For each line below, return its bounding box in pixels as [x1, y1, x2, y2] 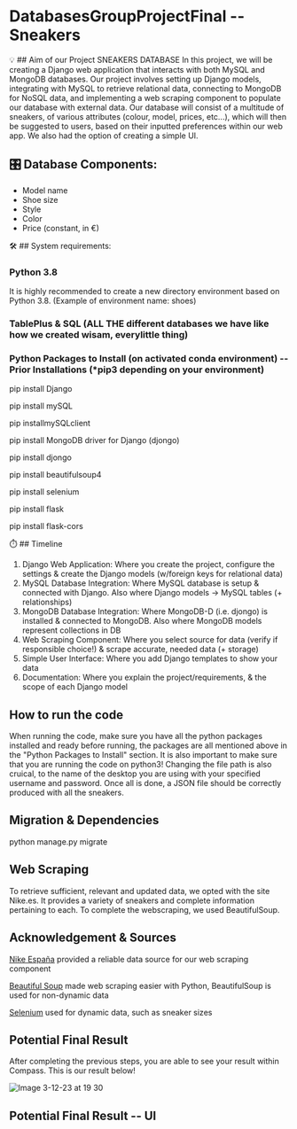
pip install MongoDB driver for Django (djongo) [9, 435, 180, 446]
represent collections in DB [21, 625, 121, 635]
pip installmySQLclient [9, 418, 91, 429]
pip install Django [9, 384, 73, 394]
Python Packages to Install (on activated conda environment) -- [9, 352, 289, 364]
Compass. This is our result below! [9, 1065, 136, 1076]
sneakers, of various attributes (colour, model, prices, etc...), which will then [9, 111, 286, 121]
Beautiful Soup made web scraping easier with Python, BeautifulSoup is [9, 980, 272, 991]
